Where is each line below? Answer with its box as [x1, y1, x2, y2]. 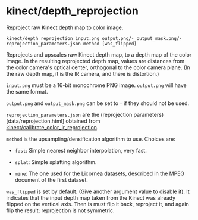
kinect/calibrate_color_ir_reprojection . [6, 123, 99, 131]
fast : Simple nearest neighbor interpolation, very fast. [14, 147, 147, 154]
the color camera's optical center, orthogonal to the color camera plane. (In [6, 64, 190, 71]
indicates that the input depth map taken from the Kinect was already [6, 194, 176, 201]
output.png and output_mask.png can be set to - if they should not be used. [6, 100, 189, 107]
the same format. [6, 88, 48, 95]
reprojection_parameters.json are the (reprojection [6, 111, 133, 118]
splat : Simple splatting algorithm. [14, 158, 97, 165]
